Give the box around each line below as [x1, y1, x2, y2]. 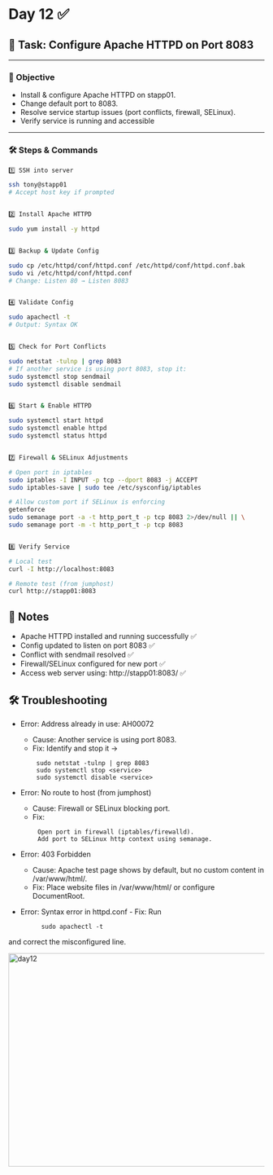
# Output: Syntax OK [8, 321, 79, 329]
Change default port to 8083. [19, 99, 119, 108]
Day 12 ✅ [8, 5, 70, 24]
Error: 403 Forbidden [19, 849, 91, 859]
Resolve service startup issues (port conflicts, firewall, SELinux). [19, 108, 236, 117]
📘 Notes [8, 610, 50, 623]
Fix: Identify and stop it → [32, 743, 119, 753]
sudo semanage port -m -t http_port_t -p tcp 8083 [8, 521, 184, 530]
